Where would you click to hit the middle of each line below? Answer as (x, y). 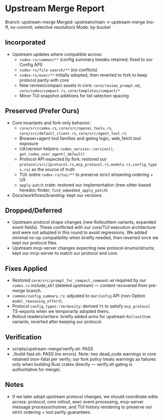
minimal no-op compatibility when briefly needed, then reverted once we (85, 238)
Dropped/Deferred (34, 210)
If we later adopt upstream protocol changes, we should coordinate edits (85, 396)
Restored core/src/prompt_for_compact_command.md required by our (79, 280)
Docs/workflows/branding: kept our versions (57, 195)
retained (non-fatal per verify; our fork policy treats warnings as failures (84, 359)
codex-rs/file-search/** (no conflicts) (58, 70)
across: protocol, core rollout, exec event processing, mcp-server (78, 401)
